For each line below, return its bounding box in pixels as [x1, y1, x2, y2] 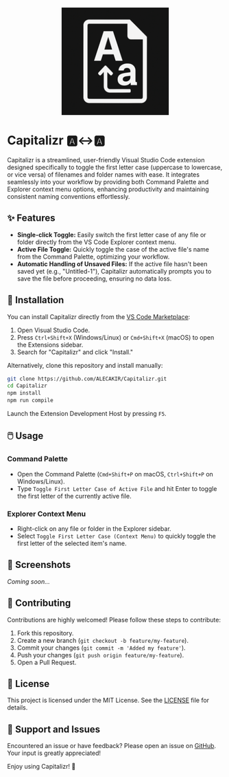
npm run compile [7, 397, 53, 404]
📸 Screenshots [7, 559, 71, 571]
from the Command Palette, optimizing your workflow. [16, 252, 170, 261]
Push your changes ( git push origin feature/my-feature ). [16, 650, 184, 659]
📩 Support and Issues [7, 723, 101, 735]
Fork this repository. [16, 628, 74, 637]
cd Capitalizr [7, 382, 48, 389]
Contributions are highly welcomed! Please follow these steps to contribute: [7, 615, 221, 624]
